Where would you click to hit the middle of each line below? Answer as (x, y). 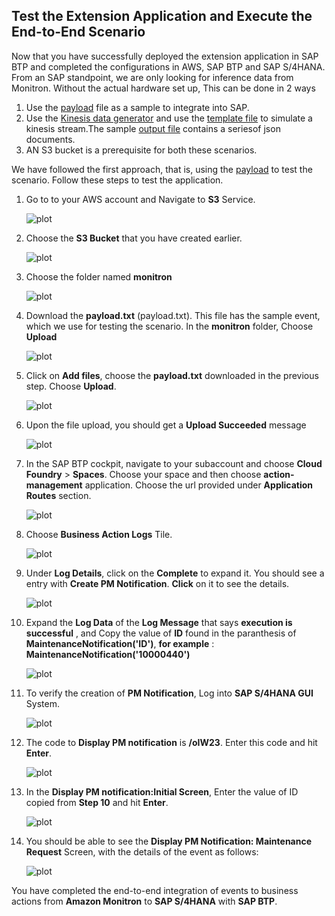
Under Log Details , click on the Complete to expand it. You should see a (175, 573)
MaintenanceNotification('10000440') (108, 654)
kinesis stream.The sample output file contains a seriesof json (153, 128)
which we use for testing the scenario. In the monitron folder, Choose (169, 326)
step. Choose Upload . (71, 386)
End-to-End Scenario (78, 32)
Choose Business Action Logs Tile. (99, 534)
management (54, 485)
